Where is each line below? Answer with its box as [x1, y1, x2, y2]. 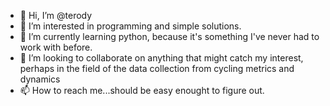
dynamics [19, 73, 61, 85]
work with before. [19, 41, 93, 53]
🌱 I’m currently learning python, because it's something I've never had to [19, 31, 320, 42]
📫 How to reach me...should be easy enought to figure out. [19, 85, 265, 96]
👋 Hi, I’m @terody [19, 10, 93, 21]
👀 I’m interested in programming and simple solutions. [19, 20, 242, 32]
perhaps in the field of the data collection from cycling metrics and [19, 63, 295, 74]
